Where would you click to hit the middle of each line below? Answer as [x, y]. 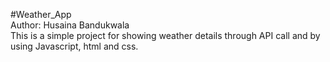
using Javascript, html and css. [74, 46]
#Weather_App [41, 14]
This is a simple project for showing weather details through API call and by [165, 35]
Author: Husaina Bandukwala [70, 25]
